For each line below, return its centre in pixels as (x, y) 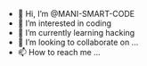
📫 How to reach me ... (59, 52)
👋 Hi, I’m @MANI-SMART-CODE (76, 14)
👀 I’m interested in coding (65, 23)
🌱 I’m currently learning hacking (76, 33)
